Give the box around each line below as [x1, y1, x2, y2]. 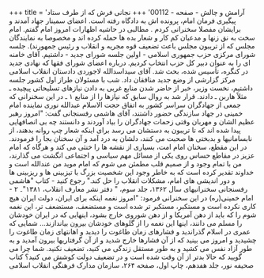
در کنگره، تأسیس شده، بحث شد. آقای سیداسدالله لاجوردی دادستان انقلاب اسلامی [9, 67, 248, 75]
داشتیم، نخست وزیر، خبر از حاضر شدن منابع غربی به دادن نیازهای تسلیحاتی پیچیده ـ [9, 83, 254, 93]
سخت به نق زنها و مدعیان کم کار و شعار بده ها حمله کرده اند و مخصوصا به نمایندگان [9, 32, 255, 42]
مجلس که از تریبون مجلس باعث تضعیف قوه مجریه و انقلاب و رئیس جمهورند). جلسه [9, 41, 255, 51]
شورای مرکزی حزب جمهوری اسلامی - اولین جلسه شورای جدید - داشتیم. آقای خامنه [9, 50, 256, 59]
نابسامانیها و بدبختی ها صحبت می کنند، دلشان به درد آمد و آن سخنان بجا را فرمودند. [9, 134, 252, 143]
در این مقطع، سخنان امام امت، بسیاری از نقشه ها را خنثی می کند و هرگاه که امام [9, 143, 247, 151]
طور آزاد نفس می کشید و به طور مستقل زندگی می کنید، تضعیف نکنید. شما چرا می [9, 244, 252, 253]
